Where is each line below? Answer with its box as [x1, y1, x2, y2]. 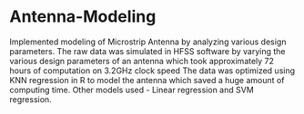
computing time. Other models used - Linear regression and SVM [9, 84, 255, 95]
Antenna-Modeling [9, 6, 157, 27]
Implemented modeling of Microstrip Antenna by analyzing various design [9, 36, 287, 47]
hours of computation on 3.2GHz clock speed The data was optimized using [9, 65, 296, 76]
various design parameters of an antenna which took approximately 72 [9, 55, 275, 66]
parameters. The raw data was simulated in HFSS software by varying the [9, 45, 286, 56]
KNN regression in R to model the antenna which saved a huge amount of [9, 74, 285, 85]
